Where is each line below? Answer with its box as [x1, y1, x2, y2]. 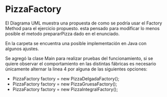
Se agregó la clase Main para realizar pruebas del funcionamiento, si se [5, 55, 153, 61]
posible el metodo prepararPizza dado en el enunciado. [5, 30, 120, 36]
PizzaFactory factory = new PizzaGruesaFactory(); [12, 81, 117, 87]
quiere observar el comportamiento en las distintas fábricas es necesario [5, 60, 156, 66]
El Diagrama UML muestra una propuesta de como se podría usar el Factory [5, 20, 162, 26]
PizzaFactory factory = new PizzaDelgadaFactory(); [12, 75, 119, 81]
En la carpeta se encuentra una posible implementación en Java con [5, 40, 147, 46]
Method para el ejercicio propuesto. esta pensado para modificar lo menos [5, 25, 160, 31]
